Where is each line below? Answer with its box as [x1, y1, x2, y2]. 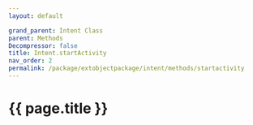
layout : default [8, 11, 63, 20]
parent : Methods [8, 34, 63, 42]
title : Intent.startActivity [8, 50, 107, 58]
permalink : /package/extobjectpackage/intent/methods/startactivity [8, 64, 245, 73]
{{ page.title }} [8, 99, 109, 118]
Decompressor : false [8, 41, 79, 50]
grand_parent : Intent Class [8, 26, 104, 35]
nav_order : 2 [8, 57, 53, 65]
